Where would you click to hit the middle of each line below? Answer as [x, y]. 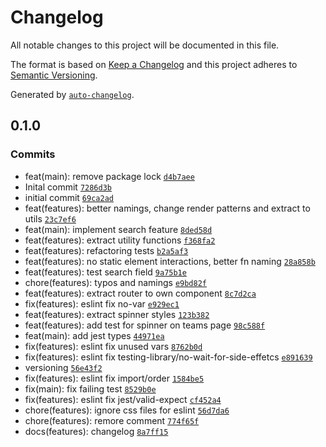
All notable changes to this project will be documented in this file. [145, 45]
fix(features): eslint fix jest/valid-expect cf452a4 [123, 399]
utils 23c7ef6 [50, 218]
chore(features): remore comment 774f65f [112, 420]
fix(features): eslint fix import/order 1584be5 [114, 378]
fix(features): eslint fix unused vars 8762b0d [113, 346]
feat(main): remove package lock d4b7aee [109, 176]
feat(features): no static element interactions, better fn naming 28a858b [170, 261]
